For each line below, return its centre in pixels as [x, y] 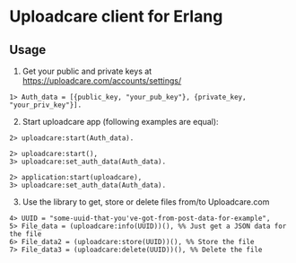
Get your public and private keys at [87, 71]
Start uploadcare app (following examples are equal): [120, 122]
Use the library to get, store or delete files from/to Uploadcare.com [146, 202]
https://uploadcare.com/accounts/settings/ [102, 81]
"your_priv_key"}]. [46, 105]
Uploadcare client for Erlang [116, 17]
